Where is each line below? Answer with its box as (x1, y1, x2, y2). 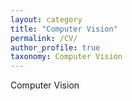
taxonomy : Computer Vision (10, 52, 123, 62)
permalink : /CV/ (10, 33, 78, 43)
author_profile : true (10, 42, 101, 53)
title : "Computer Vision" (10, 24, 118, 34)
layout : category (10, 14, 83, 25)
